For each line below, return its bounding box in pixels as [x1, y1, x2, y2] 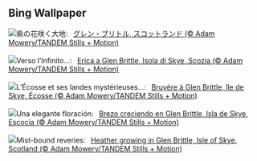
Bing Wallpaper [8, 6, 87, 20]
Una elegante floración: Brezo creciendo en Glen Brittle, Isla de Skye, [16, 108, 249, 119]
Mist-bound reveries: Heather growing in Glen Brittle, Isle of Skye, [16, 135, 238, 145]
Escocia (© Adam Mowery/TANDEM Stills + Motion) [8, 117, 179, 127]
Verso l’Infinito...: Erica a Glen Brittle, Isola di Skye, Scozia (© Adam [16, 55, 243, 65]
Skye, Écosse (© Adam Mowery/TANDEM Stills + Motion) [8, 91, 198, 100]
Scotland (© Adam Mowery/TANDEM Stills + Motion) [8, 143, 183, 153]
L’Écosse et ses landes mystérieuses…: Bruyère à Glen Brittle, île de [16, 82, 244, 91]
